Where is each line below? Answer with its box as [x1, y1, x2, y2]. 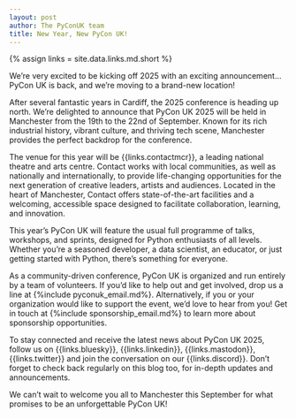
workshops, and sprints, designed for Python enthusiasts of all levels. [9, 235, 262, 246]
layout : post [9, 12, 57, 22]
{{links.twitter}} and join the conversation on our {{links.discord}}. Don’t [9, 353, 270, 364]
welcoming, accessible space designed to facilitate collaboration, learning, [9, 199, 281, 209]
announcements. [9, 372, 71, 383]
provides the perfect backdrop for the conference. [9, 134, 193, 146]
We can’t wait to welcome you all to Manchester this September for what [9, 390, 274, 400]
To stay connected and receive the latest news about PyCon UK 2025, [9, 335, 265, 346]
